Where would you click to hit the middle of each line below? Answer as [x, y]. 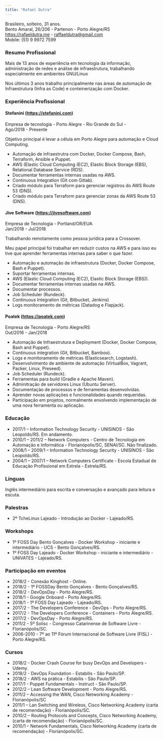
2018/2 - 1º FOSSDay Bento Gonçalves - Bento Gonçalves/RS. [75, 586]
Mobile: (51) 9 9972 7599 [31, 40]
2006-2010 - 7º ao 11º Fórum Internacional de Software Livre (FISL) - [82, 634]
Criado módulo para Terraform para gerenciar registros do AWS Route [83, 186]
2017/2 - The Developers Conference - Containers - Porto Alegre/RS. [82, 613]
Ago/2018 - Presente [26, 130]
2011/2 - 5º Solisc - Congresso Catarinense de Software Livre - [77, 623]
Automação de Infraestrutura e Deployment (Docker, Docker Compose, [84, 342]
